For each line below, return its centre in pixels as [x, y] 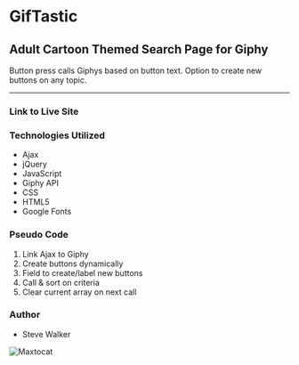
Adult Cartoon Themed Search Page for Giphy [139, 49]
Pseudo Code [39, 235]
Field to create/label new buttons [82, 272]
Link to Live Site [44, 111]
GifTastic [44, 16]
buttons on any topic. [48, 80]
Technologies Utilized [57, 135]
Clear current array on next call [79, 292]
